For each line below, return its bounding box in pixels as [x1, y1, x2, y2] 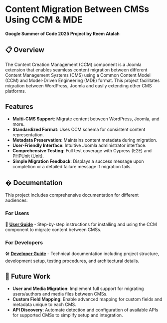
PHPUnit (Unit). [12, 153, 44, 159]
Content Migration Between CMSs [5, 3, 150, 15]
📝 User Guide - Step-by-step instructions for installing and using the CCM [5, 221, 157, 227]
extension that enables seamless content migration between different [5, 66, 148, 73]
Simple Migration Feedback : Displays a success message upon [12, 158, 144, 164]
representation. [12, 131, 44, 138]
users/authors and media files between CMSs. [12, 291, 108, 297]
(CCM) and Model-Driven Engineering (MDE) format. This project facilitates [5, 77, 160, 83]
